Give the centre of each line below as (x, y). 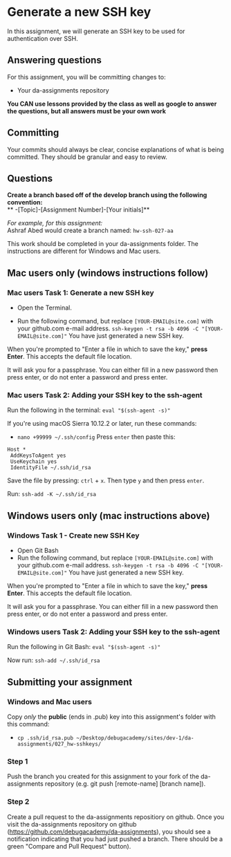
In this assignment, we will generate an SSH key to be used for (96, 31)
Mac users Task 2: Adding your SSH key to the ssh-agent (105, 395)
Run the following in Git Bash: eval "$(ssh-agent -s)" (84, 647)
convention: (25, 203)
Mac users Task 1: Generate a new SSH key (81, 292)
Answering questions (54, 60)
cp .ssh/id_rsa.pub (45, 738)
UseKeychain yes (34, 462)
